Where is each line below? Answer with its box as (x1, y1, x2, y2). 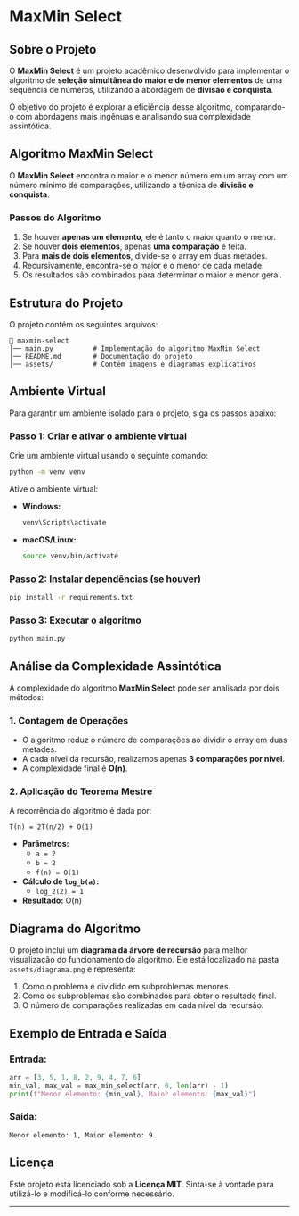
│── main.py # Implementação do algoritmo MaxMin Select (9, 343, 261, 353)
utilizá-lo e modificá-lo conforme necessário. (9, 1188, 175, 1199)
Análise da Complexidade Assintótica (9, 658, 222, 674)
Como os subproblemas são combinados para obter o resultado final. (21, 990, 277, 1001)
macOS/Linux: (21, 534, 77, 545)
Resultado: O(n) (21, 895, 83, 906)
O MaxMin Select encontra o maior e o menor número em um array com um (9, 170, 289, 180)
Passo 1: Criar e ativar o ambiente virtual (9, 430, 187, 443)
